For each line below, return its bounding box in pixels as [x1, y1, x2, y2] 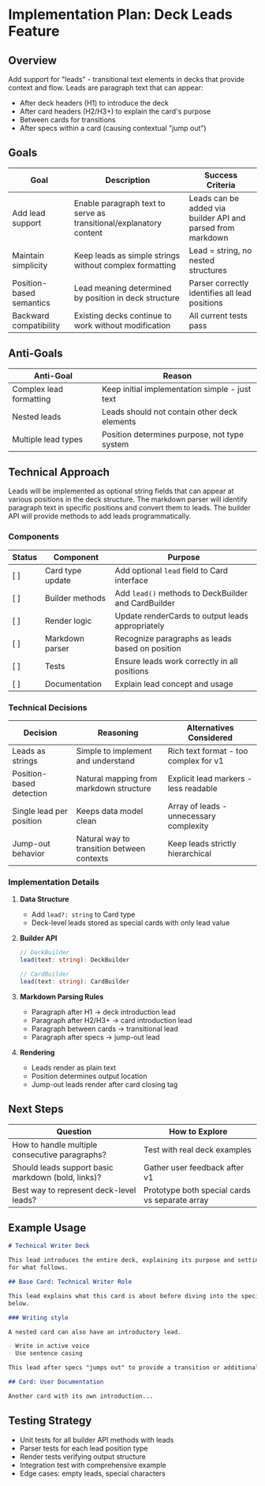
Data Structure [19, 894, 69, 904]
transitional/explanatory [73, 217, 162, 228]
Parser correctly [188, 278, 249, 289]
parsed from [188, 222, 235, 233]
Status [12, 551, 38, 562]
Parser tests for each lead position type [19, 1443, 148, 1453]
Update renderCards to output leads [114, 610, 248, 621]
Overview [8, 54, 58, 67]
